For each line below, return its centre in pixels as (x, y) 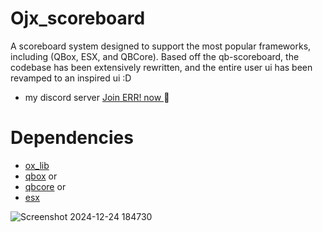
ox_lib (37, 165)
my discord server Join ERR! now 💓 (97, 97)
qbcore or (45, 186)
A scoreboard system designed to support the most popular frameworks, (161, 46)
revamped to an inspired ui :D (71, 78)
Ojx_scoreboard (78, 18)
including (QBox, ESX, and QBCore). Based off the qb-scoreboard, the (155, 56)
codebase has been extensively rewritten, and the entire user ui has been (161, 67)
